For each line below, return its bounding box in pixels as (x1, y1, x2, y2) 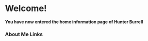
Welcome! (5, 3, 47, 14)
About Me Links (5, 31, 43, 38)
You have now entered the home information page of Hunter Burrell (5, 19, 143, 25)
